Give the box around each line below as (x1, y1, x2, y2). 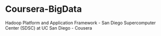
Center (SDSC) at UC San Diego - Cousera (5, 25, 92, 31)
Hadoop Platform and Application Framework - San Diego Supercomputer (5, 20, 156, 26)
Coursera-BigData (5, 3, 82, 15)
